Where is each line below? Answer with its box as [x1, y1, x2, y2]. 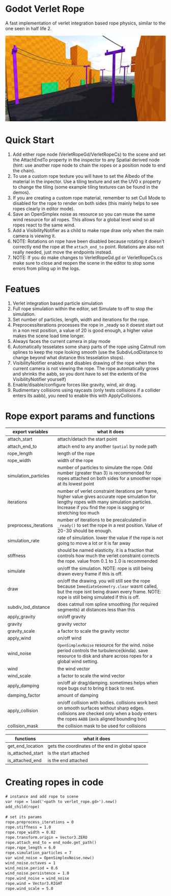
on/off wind [57, 635, 82, 641]
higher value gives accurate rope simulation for [57, 493, 156, 499]
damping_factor [7, 692, 41, 698]
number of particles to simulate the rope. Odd [57, 465, 153, 471]
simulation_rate [7, 537, 40, 543]
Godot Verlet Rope [5, 3, 85, 15]
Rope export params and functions [5, 410, 155, 422]
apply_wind [7, 635, 32, 641]
